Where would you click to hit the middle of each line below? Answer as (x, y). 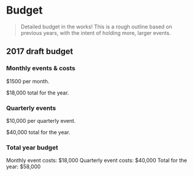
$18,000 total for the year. (38, 93)
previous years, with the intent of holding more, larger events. (96, 32)
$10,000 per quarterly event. (41, 120)
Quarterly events (31, 108)
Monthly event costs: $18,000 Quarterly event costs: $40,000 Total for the (97, 161)
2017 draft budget (40, 52)
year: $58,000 (23, 167)
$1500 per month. (28, 81)
